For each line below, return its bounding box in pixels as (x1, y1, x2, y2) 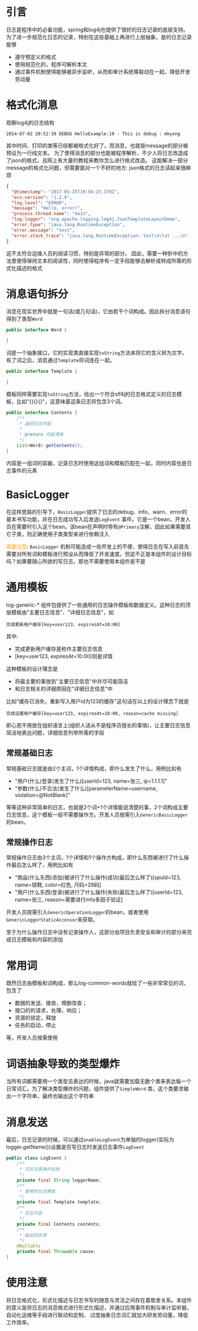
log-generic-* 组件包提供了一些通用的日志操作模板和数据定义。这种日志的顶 (6, 601, 191, 608)
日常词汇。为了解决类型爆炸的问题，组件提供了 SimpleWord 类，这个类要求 (6, 1085, 184, 1092)
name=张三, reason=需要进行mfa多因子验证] (14, 896, 123, 903)
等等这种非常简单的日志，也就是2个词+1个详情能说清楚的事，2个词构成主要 (6, 803, 189, 811)
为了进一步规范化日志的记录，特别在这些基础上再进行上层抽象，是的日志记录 (6, 33, 192, 40)
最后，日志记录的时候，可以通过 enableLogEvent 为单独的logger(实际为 (6, 1136, 174, 1143)
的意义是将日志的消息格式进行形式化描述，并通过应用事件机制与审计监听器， (6, 1304, 192, 1311)
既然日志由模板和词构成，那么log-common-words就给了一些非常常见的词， (6, 979, 189, 987)
